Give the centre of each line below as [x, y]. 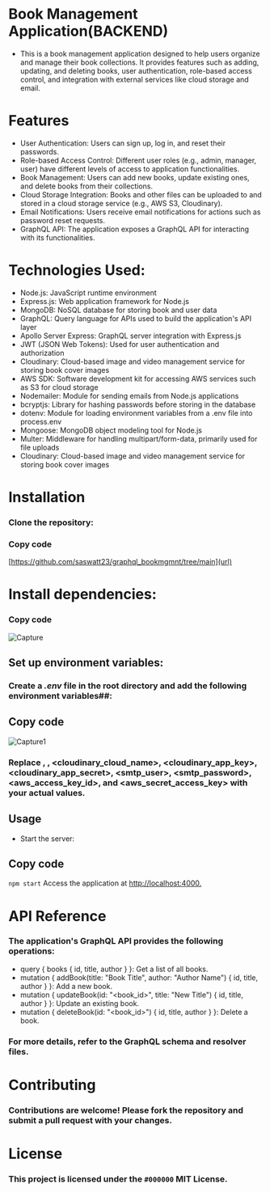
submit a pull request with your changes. [90, 1120]
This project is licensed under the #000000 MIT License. [118, 1179]
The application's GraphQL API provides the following [116, 941]
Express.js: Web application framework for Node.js [105, 301]
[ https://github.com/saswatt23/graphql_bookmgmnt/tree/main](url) [120, 562]
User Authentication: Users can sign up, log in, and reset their [123, 143]
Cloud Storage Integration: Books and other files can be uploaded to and [141, 194]
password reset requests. [63, 220]
